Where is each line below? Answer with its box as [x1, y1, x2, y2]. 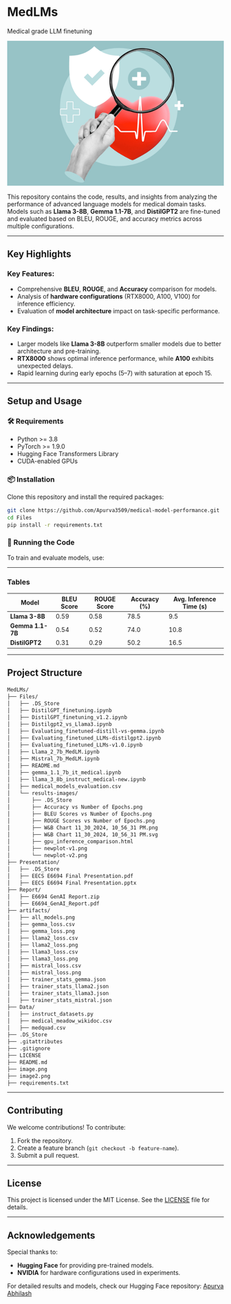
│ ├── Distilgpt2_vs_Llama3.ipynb [7, 720, 112, 728]
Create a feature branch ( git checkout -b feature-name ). [16, 1143, 179, 1152]
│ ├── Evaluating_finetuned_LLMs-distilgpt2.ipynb [7, 734, 162, 742]
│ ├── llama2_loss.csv [7, 934, 78, 942]
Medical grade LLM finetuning [7, 27, 93, 35]
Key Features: [7, 269, 55, 279]
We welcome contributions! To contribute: [7, 1123, 126, 1132]
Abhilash [7, 1290, 32, 1298]
